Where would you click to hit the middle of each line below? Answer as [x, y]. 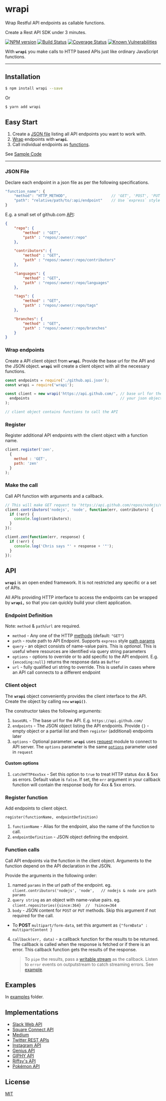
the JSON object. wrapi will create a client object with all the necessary [77, 366]
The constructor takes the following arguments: [54, 711]
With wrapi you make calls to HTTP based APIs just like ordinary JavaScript [82, 51]
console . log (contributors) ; [43, 519]
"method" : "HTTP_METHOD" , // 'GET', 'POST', [82, 196]
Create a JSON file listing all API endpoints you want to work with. [79, 134]
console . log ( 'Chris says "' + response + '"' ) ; [64, 546]
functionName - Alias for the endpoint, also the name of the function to [83, 826]
